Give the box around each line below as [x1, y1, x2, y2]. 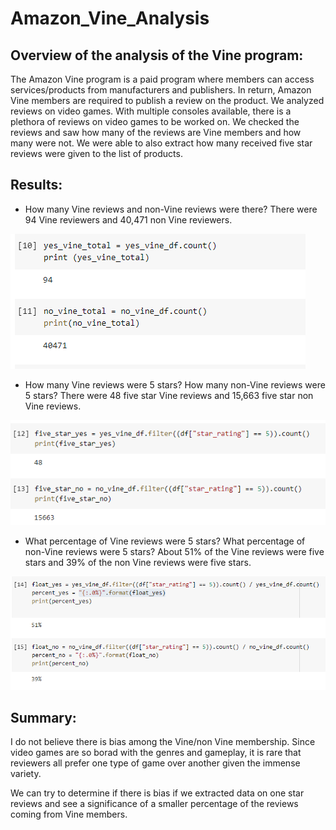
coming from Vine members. [10, 808, 128, 821]
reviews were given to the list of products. [10, 148, 183, 159]
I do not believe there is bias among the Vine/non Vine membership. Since [10, 736, 316, 748]
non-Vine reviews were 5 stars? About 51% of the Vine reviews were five [24, 546, 325, 558]
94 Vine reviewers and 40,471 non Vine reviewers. [24, 213, 233, 226]
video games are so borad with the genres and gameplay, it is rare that [10, 747, 302, 759]
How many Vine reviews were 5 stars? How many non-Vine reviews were [24, 378, 326, 391]
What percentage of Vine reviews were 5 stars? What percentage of [24, 535, 306, 547]
